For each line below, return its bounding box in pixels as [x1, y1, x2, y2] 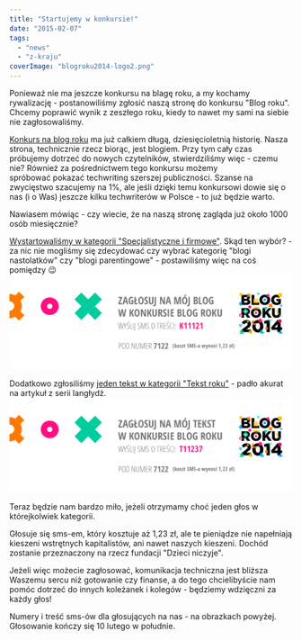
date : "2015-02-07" [9, 23, 83, 33]
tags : [9, 33, 30, 42]
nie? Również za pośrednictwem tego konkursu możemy [9, 163, 218, 173]
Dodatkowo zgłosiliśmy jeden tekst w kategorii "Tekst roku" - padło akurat [9, 378, 284, 389]
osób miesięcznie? [9, 219, 78, 229]
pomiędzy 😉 [9, 265, 57, 275]
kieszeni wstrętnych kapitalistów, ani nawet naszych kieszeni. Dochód [9, 537, 269, 548]
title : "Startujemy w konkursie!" [9, 14, 139, 23]
